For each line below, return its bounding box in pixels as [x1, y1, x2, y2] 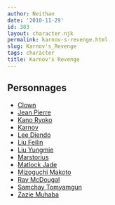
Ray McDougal [17, 175, 60, 183]
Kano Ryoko [17, 115, 53, 124]
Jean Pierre [17, 108, 51, 117]
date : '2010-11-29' [7, 17, 65, 24]
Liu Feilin [17, 138, 43, 146]
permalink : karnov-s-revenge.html [7, 37, 109, 44]
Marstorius [17, 152, 49, 161]
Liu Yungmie [17, 145, 54, 154]
